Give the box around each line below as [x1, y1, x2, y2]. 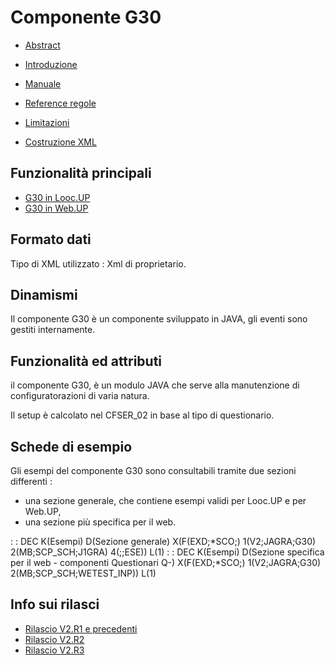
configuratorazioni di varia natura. [10, 390, 150, 402]
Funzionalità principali [10, 165, 152, 182]
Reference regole [24, 97, 97, 109]
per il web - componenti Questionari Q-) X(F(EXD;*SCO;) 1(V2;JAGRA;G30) [10, 557, 322, 568]
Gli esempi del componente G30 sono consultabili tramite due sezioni [10, 465, 297, 476]
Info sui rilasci [10, 596, 100, 613]
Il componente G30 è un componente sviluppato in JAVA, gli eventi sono [10, 313, 308, 325]
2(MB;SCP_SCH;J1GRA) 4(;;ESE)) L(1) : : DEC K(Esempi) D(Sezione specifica [10, 546, 325, 558]
